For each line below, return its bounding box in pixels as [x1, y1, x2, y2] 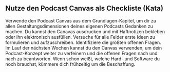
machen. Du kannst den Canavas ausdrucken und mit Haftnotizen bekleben [5, 28, 165, 35]
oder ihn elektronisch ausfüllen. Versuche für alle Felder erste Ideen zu [5, 34, 156, 40]
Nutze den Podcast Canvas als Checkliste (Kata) [5, 4, 163, 13]
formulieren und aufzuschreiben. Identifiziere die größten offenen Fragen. [5, 39, 162, 45]
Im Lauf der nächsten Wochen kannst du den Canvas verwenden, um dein [5, 44, 162, 51]
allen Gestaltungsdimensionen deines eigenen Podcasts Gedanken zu [5, 23, 153, 29]
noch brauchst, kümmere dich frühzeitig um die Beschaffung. [5, 61, 136, 67]
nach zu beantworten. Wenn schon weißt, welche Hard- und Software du [5, 56, 160, 62]
